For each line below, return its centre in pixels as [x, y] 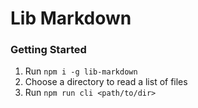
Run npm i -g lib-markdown [81, 71]
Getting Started [48, 50]
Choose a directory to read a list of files [106, 82]
